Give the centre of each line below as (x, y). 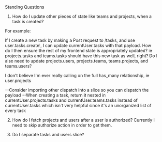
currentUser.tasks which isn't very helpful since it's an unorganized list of (78, 105)
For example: (18, 31)
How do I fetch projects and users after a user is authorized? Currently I (83, 120)
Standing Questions (25, 7)
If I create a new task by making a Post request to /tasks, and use (70, 40)
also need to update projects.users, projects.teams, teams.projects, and (77, 61)
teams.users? (18, 66)
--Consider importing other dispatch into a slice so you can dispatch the (77, 90)
